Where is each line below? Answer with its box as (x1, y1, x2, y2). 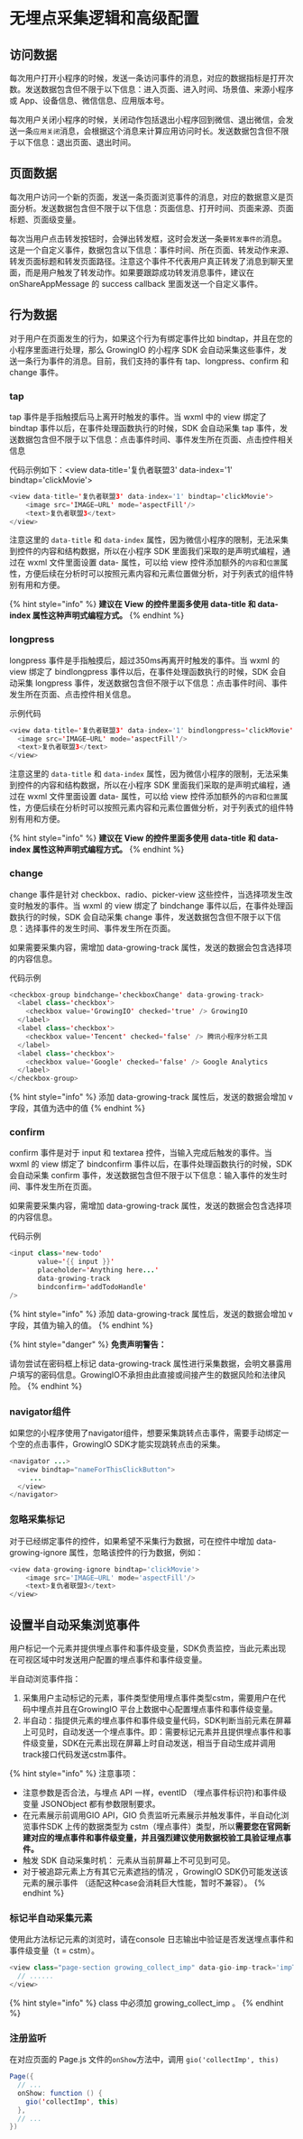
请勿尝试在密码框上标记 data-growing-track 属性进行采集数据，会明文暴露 (9, 1358, 284, 1369)
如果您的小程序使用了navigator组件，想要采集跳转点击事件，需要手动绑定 (9, 1427, 281, 1438)
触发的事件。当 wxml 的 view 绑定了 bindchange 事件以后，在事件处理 (24, 899, 286, 911)
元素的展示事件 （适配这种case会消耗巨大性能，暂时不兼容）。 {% (22, 1877, 266, 1888)
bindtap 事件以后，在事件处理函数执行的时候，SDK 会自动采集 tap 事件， (9, 422, 280, 433)
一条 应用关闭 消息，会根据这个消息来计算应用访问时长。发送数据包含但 (16, 125, 273, 136)
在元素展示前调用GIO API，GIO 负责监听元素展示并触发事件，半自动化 (22, 1810, 281, 1821)
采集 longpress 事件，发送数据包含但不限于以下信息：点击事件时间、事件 (16, 678, 289, 688)
